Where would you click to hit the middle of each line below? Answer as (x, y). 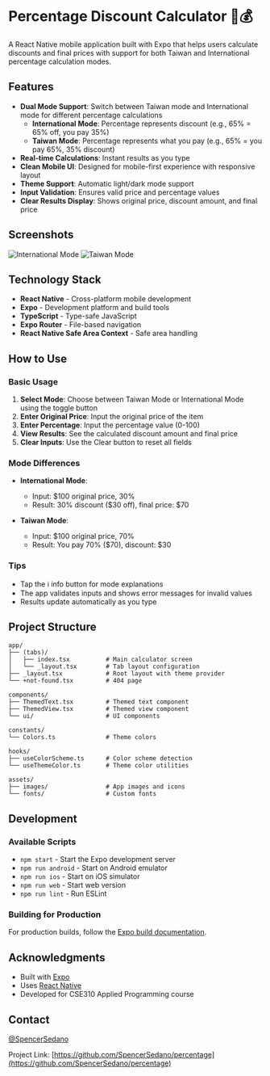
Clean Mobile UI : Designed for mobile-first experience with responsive (137, 166)
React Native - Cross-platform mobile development (106, 299)
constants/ (27, 730)
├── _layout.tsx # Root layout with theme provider (117, 674)
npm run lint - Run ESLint (63, 893)
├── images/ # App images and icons (97, 787)
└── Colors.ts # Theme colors (83, 738)
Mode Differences (44, 463)
